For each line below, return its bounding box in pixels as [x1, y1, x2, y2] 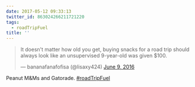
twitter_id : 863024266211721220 [6, 14, 84, 20]
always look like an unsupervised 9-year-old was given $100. [20, 52, 168, 59]
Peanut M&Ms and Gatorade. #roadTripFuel [6, 75, 111, 82]
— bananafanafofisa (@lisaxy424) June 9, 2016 [20, 63, 135, 70]
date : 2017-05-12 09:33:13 [6, 8, 72, 14]
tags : [6, 19, 19, 25]
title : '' [6, 30, 30, 36]
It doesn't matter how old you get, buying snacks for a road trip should [20, 46, 190, 53]
